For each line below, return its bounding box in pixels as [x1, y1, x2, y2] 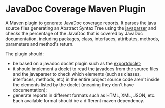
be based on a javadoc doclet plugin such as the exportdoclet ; [12, 60, 142, 66]
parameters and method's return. [5, 41, 74, 47]
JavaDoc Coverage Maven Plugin [5, 3, 146, 15]
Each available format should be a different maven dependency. [12, 97, 144, 103]
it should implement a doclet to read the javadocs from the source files [12, 66, 159, 72]
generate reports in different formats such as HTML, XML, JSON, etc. [12, 92, 156, 98]
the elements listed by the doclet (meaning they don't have [12, 81, 134, 88]
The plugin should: [5, 51, 44, 57]
